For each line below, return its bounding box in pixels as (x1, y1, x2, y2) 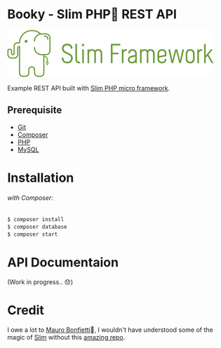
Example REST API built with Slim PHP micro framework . (7, 83, 170, 92)
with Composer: (7, 193, 54, 202)
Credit (7, 302, 44, 318)
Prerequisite (7, 105, 62, 116)
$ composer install (7, 216, 65, 223)
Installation (7, 170, 74, 185)
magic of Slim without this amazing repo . (7, 333, 126, 341)
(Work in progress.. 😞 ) (7, 277, 74, 286)
